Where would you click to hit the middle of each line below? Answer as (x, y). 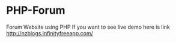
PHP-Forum (36, 10)
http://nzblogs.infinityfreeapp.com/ (50, 33)
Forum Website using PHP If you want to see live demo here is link (88, 27)
